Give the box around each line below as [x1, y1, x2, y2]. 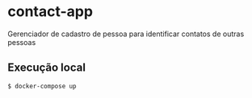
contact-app [7, 2, 94, 21]
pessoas [7, 37, 36, 47]
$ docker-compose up [7, 82, 78, 90]
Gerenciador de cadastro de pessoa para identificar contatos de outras [7, 29, 245, 39]
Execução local [7, 61, 86, 75]
